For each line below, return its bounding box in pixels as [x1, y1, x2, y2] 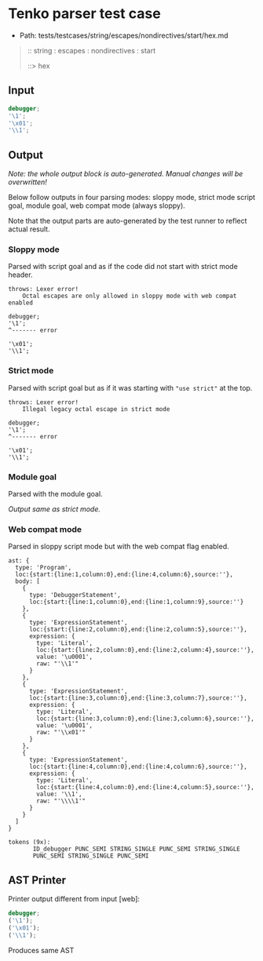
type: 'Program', [15, 564, 72, 572]
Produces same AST [8, 945, 75, 955]
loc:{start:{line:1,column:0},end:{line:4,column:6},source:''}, [15, 570, 234, 579]
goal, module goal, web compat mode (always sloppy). [8, 201, 186, 210]
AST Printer [8, 873, 67, 886]
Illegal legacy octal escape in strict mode [22, 405, 170, 413]
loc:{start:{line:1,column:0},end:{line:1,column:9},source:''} [28, 598, 244, 606]
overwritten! [8, 177, 47, 187]
